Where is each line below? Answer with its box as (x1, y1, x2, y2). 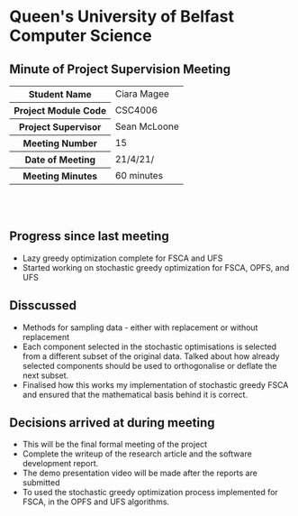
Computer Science (9, 25, 152, 46)
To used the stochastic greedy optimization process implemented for (22, 487, 279, 498)
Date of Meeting (24, 153, 96, 166)
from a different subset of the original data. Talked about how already (22, 350, 280, 362)
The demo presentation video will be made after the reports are (22, 467, 258, 479)
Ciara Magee (114, 88, 169, 100)
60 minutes (114, 169, 164, 181)
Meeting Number (23, 137, 97, 150)
